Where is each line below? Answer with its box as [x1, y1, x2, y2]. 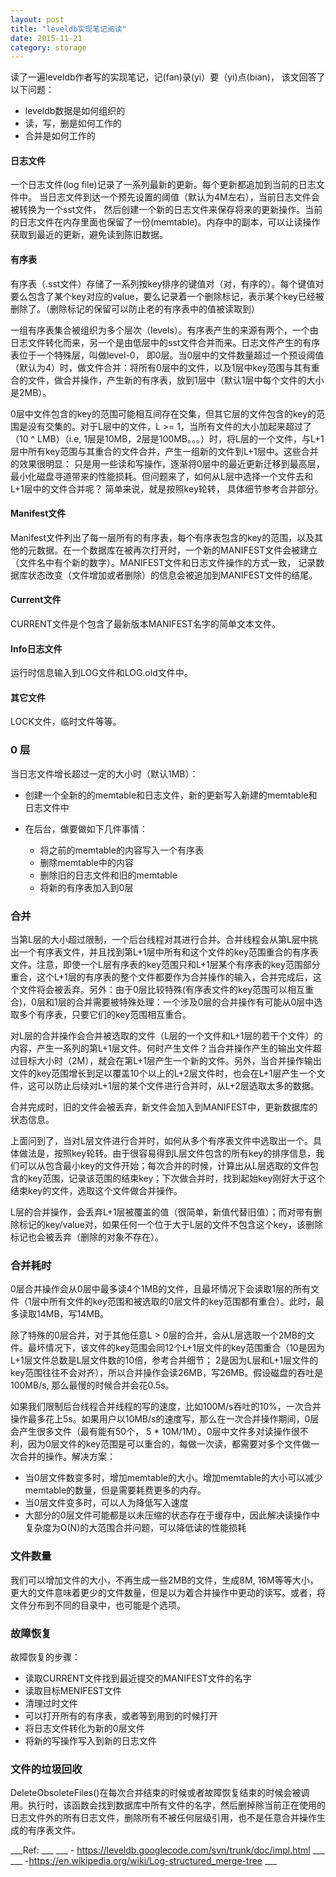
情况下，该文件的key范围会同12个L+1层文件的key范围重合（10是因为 [44, 1342, 325, 1354]
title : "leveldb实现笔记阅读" [10, 24, 127, 34]
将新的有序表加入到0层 [39, 881, 134, 893]
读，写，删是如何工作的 [24, 117, 122, 130]
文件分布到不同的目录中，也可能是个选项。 [10, 1599, 186, 1611]
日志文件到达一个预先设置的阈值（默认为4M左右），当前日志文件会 [47, 191, 320, 203]
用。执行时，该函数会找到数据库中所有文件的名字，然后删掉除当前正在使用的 [10, 1799, 326, 1811]
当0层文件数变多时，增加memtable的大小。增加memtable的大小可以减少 [24, 1472, 323, 1484]
